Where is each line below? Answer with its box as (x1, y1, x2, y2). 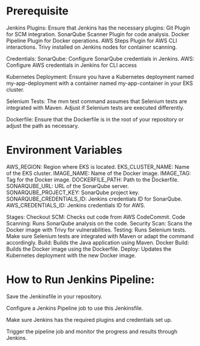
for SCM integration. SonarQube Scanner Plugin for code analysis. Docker (6, 30, 190, 37)
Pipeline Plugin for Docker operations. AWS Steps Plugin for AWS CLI (6, 37, 177, 44)
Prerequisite (6, 4, 69, 18)
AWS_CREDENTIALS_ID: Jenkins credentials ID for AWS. (6, 201, 145, 209)
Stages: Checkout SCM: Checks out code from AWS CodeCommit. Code (6, 213, 186, 221)
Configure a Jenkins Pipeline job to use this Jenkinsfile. (6, 304, 144, 312)
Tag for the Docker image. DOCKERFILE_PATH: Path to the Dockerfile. (6, 176, 179, 183)
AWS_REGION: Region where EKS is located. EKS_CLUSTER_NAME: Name (6, 163, 190, 170)
